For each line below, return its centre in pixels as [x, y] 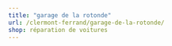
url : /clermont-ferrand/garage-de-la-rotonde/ [86, 23]
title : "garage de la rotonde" [60, 15]
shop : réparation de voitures [58, 30]
